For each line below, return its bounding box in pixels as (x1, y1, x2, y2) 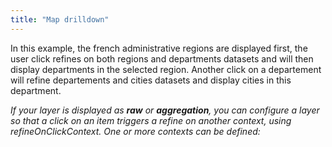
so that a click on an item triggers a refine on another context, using (10, 114, 292, 126)
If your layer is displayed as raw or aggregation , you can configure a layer (10, 104, 320, 116)
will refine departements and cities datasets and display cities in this (10, 74, 292, 86)
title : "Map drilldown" (10, 14, 110, 25)
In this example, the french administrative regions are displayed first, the (10, 42, 308, 54)
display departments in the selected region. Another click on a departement (10, 63, 322, 75)
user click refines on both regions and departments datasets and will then (10, 52, 314, 65)
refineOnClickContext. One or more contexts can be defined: (10, 125, 261, 137)
